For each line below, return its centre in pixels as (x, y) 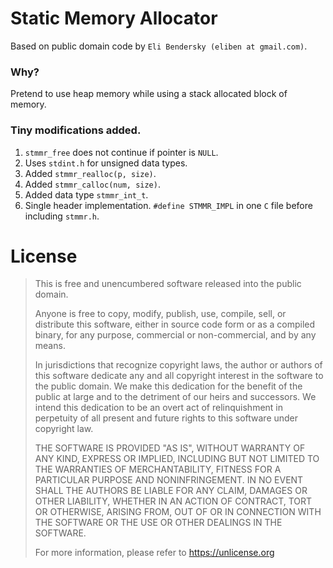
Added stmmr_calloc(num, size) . (92, 184)
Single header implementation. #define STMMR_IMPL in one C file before (168, 205)
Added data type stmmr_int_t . (86, 194)
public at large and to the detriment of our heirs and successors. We (175, 397)
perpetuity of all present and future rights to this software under (166, 418)
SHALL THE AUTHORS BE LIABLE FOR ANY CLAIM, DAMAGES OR (171, 491)
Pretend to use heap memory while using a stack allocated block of (149, 94)
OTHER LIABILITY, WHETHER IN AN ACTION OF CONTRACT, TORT (173, 501)
